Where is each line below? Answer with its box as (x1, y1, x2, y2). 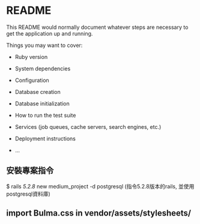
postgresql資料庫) (6, 190, 51, 198)
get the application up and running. (6, 30, 93, 37)
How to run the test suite (14, 111, 76, 119)
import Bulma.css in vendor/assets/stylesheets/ (6, 208, 191, 219)
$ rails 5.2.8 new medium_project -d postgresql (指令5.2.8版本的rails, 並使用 (6, 182, 195, 190)
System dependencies (14, 64, 71, 72)
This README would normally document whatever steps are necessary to (6, 23, 189, 31)
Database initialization (14, 100, 70, 107)
